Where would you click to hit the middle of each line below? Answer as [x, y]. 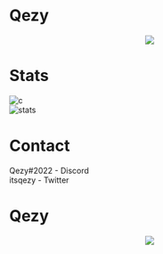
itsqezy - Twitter [39, 180]
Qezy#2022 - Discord [49, 170]
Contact [40, 146]
